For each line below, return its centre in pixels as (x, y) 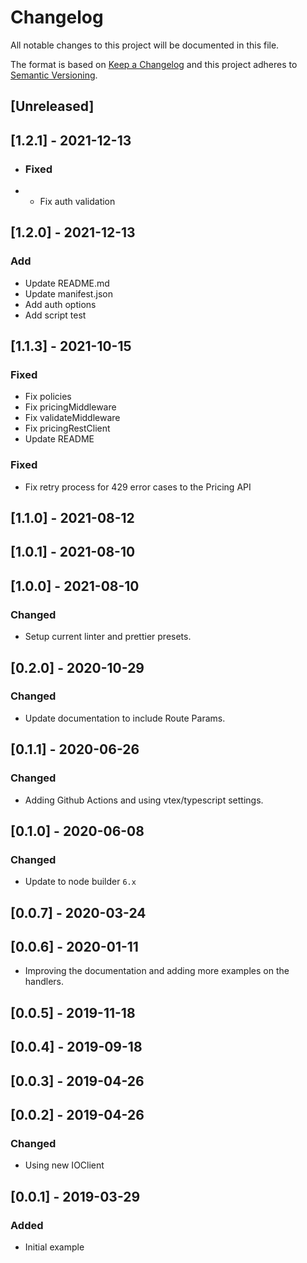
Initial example (54, 1247)
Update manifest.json (68, 293)
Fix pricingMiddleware (70, 407)
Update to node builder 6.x (80, 882)
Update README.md (67, 283)
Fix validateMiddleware (72, 418)
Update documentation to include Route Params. (125, 718)
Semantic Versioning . (54, 75)
